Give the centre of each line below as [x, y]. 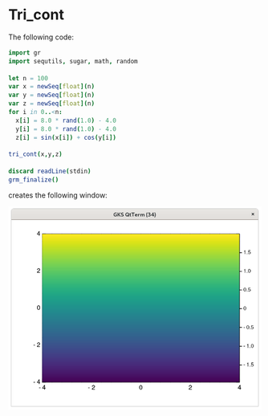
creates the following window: [58, 195]
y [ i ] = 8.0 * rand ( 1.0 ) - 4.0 [66, 129]
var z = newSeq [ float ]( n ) [51, 104]
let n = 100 [28, 78]
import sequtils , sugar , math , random [73, 61]
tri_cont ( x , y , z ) [35, 154]
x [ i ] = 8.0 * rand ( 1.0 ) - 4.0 [66, 120]
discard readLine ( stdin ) [50, 171]
